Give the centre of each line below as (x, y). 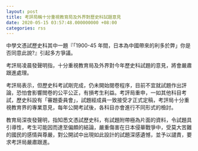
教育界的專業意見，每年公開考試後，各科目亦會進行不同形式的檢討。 (94, 107)
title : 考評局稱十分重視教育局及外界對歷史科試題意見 (64, 17)
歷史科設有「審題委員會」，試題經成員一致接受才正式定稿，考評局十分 (100, 100)
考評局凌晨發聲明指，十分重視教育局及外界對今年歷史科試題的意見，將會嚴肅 (99, 65)
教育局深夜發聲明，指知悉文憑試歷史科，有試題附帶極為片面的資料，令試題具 (99, 120)
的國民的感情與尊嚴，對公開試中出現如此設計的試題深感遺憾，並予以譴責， (96, 135)
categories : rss (26, 28)
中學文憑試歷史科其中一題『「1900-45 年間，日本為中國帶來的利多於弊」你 (96, 45)
